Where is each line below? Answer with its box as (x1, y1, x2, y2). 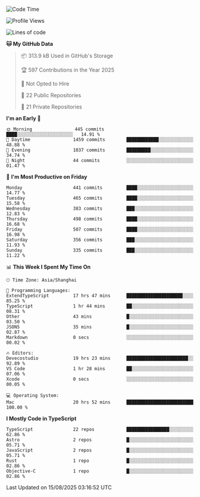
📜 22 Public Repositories (20, 92, 82, 98)
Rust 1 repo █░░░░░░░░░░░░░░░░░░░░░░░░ (6, 458, 194, 464)
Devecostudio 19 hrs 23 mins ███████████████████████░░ (6, 355, 194, 361)
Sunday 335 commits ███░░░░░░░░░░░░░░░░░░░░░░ (6, 247, 194, 253)
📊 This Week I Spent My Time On (6, 263, 91, 271)
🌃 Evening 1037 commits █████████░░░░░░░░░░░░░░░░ (6, 147, 194, 153)
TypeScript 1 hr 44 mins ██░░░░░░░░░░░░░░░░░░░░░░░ (6, 303, 194, 309)
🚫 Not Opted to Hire (20, 80, 70, 87)
